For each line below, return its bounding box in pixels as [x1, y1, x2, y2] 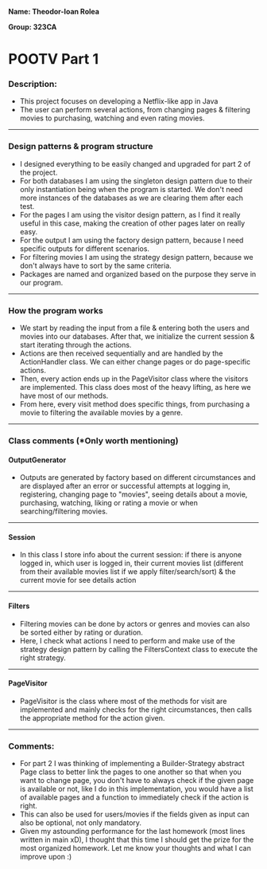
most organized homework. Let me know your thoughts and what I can [19, 843, 252, 853]
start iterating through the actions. [19, 340, 132, 350]
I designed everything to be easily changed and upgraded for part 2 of [19, 159, 251, 168]
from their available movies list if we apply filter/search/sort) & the [19, 567, 236, 576]
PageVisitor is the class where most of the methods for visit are [19, 696, 227, 706]
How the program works [8, 305, 103, 316]
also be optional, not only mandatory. [19, 818, 141, 828]
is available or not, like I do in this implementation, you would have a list [19, 784, 254, 794]
